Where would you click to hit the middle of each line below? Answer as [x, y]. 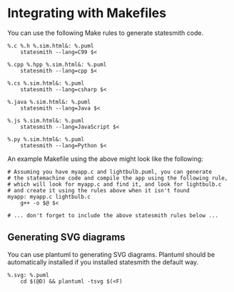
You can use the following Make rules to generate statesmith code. [106, 33]
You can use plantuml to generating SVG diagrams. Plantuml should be [111, 254]
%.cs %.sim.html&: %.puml [46, 83]
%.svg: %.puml [29, 275]
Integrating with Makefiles [87, 13]
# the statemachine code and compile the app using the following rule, [118, 178]
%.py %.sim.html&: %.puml [46, 139]
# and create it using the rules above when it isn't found [99, 190]
